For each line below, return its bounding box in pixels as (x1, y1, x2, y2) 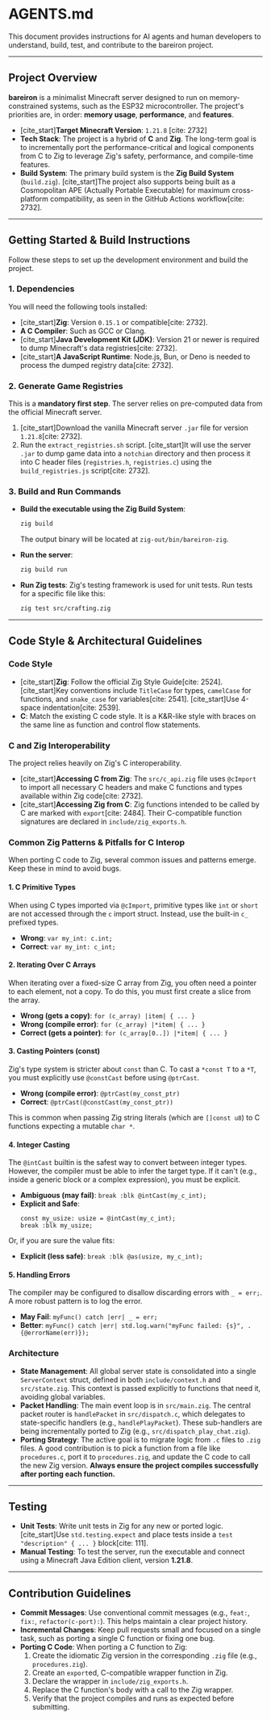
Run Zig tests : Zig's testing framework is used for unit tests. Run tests (19, 580, 253, 590)
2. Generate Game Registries (8, 380, 123, 391)
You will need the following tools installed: (8, 302, 148, 311)
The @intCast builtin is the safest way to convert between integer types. (8, 1158, 248, 1167)
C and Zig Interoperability (8, 740, 110, 751)
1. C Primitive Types (8, 882, 77, 891)
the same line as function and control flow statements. (19, 720, 201, 729)
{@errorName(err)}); (19, 1329, 90, 1338)
